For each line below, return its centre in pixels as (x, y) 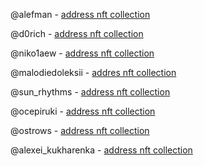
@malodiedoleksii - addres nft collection (93, 72)
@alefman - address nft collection (80, 14)
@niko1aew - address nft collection (82, 53)
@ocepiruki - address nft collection (83, 111)
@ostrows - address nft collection (80, 130)
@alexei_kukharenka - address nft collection (101, 150)
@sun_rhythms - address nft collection (90, 92)
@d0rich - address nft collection (77, 33)
